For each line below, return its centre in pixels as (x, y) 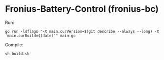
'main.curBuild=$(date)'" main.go (41, 36)
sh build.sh (17, 54)
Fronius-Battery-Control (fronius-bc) (82, 9)
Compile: (14, 44)
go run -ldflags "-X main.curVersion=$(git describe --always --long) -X (82, 31)
